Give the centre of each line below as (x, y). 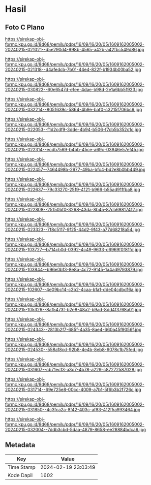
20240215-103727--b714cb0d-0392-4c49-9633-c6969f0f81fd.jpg (73, 249)
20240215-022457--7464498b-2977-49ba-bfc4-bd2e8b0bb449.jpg (75, 169)
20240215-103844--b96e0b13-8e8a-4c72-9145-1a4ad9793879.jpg (74, 270)
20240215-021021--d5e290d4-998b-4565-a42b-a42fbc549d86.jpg (75, 49)
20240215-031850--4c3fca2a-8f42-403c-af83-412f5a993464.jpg (73, 409)
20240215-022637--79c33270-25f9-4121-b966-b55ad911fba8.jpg (73, 190)
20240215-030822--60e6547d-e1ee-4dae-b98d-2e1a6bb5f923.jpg (74, 89)
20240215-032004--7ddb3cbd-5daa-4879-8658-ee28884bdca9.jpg (75, 430)
